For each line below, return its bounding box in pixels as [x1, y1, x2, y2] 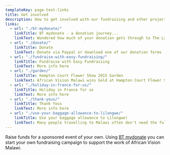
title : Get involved [5, 12, 49, 17]
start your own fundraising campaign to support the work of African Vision [5, 139, 161, 145]
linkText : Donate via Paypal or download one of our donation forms [14, 49, 162, 55]
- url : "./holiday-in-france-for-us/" [10, 82, 92, 87]
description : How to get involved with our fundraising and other [5, 17, 148, 22]
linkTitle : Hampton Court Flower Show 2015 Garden [14, 73, 123, 78]
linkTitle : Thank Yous [14, 101, 62, 107]
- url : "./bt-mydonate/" [10, 26, 62, 31]
